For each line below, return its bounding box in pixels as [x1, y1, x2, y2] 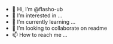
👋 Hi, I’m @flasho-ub [11, 6, 63, 12]
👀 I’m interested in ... [11, 12, 63, 19]
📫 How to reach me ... [11, 32, 68, 38]
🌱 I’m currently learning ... [11, 18, 76, 25]
